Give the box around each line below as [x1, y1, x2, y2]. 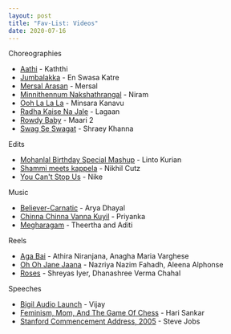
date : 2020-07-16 [8, 26, 67, 35]
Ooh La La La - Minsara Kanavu [19, 98, 124, 108]
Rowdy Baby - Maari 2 [19, 116, 94, 125]
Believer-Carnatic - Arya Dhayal [19, 203, 126, 213]
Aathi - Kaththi [19, 64, 68, 74]
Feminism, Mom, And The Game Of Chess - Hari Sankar [19, 308, 205, 318]
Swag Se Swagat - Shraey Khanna [19, 124, 134, 133]
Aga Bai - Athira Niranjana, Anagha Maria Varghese [19, 251, 189, 261]
